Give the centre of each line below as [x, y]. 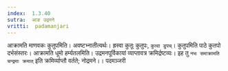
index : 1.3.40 [29, 13]
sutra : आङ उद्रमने [31, 20]
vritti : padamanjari [38, 26]
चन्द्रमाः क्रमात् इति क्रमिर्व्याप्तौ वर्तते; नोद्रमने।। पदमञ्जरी [66, 61]
